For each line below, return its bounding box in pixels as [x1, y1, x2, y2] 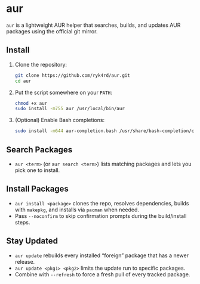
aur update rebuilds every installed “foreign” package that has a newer [14, 252, 189, 259]
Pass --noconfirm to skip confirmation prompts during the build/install [14, 212, 187, 219]
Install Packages [6, 184, 69, 194]
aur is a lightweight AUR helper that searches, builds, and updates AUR [6, 21, 181, 29]
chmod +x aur [14, 100, 48, 106]
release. [14, 258, 35, 265]
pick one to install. [14, 166, 60, 174]
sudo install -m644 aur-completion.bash [14, 128, 117, 134]
